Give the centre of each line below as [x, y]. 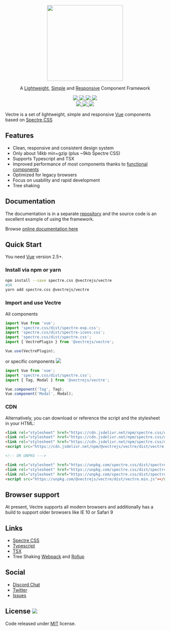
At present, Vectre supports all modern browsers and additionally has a [79, 507]
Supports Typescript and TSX [43, 158]
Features [19, 136]
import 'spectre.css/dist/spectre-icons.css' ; [55, 332]
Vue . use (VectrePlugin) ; [30, 351]
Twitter [20, 590]
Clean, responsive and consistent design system [63, 148]
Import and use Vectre [33, 303]
